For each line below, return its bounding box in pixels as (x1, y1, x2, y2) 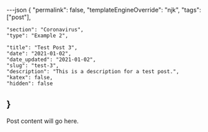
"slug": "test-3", (6, 62, 59, 69)
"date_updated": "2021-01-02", (6, 56, 96, 63)
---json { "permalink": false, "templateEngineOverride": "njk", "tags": (6, 6, 201, 14)
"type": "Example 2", (6, 32, 69, 39)
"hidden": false (6, 80, 53, 87)
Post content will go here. (6, 116, 79, 125)
